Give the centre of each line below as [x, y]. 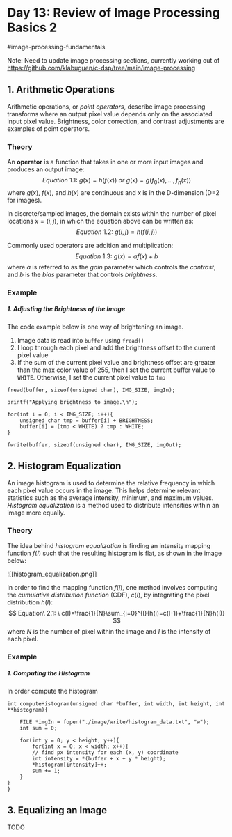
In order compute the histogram [53, 691]
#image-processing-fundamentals [56, 47]
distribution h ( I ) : [30, 602]
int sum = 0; [39, 728]
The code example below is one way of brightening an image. [96, 327]
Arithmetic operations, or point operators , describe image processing [106, 107]
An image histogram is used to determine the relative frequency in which [111, 483]
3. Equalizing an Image [57, 810]
